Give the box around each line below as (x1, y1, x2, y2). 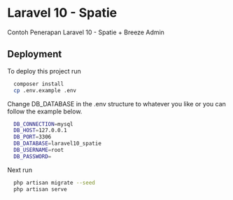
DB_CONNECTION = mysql (13, 120, 73, 127)
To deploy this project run (7, 66, 82, 75)
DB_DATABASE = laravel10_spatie (13, 140, 101, 148)
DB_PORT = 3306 (13, 134, 52, 141)
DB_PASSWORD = (13, 152, 52, 160)
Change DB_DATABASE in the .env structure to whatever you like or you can (7, 99, 226, 108)
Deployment (7, 48, 62, 60)
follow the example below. (7, 107, 83, 115)
